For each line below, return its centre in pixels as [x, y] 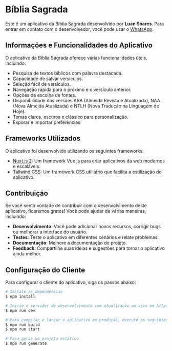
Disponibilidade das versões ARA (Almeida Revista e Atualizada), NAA [86, 100]
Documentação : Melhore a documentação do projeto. [70, 243]
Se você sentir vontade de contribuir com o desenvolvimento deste [76, 206]
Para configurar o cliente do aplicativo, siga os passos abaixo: [71, 282]
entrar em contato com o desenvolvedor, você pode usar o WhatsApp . [79, 29]
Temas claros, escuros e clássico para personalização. [71, 117]
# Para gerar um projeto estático [42, 339]
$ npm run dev [20, 310]
